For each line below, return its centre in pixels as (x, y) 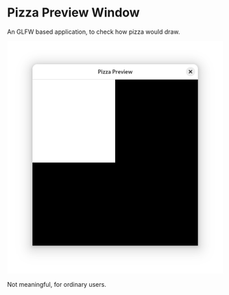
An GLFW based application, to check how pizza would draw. (94, 32)
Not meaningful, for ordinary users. (57, 284)
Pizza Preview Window (74, 13)
